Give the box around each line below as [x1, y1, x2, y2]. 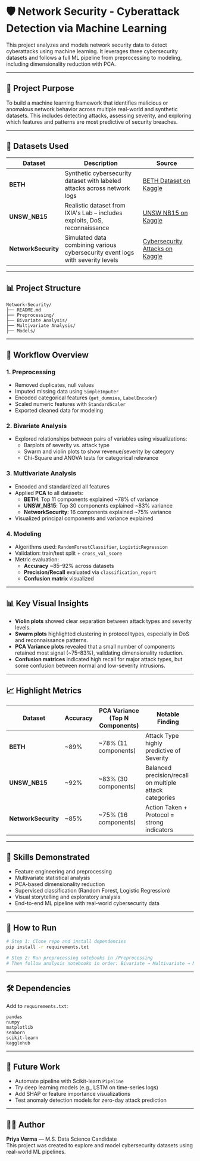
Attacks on [142, 245, 173, 253]
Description [83, 159, 118, 167]
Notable [157, 710, 180, 718]
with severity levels [64, 255, 118, 264]
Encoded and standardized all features [14, 482, 110, 490]
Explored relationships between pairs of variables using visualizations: [14, 435, 187, 442]
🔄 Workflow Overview [6, 350, 89, 360]
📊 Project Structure [6, 283, 82, 293]
